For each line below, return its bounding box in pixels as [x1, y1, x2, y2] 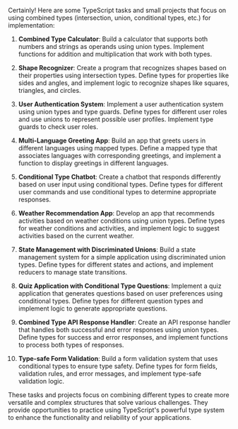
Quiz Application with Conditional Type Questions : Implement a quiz [18, 282, 222, 290]
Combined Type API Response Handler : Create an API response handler [18, 318, 231, 326]
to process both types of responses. [18, 340, 124, 349]
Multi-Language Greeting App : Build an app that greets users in [18, 136, 206, 145]
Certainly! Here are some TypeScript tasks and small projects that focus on [8, 6, 227, 14]
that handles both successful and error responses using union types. [18, 325, 219, 334]
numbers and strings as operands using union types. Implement [18, 43, 204, 50]
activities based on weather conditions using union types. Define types [18, 216, 225, 225]
